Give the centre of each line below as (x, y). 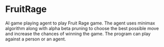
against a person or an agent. (36, 39)
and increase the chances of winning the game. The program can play (78, 33)
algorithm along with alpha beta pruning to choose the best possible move (82, 28)
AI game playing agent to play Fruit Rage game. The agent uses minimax (80, 23)
